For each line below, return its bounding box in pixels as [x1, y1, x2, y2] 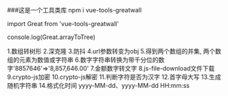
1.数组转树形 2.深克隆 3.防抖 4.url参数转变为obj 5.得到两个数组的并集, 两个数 [7, 47, 222, 55]
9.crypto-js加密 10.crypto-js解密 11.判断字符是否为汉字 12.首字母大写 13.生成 [7, 73, 222, 81]
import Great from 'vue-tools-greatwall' [7, 20, 119, 27]
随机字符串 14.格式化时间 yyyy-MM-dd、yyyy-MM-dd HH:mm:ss [7, 82, 190, 89]
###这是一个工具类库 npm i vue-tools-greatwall [7, 6, 142, 14]
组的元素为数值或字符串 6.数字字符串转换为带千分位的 [7, 56, 159, 64]
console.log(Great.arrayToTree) [7, 33, 96, 41]
